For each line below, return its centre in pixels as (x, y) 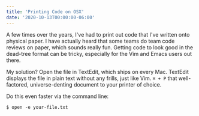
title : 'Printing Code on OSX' (45, 12)
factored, (17, 84)
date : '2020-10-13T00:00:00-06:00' (51, 17)
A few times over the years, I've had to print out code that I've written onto (98, 34)
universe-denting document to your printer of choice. (96, 84)
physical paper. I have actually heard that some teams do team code (91, 41)
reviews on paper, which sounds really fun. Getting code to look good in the (100, 47)
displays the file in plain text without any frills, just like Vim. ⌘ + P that (92, 78)
